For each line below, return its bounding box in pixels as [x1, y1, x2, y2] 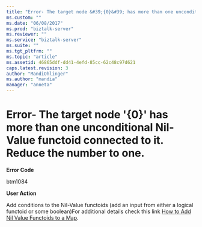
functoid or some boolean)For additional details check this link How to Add [6, 208, 191, 215]
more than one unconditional [6, 121, 153, 135]
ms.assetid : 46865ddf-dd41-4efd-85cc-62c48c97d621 [6, 59, 136, 65]
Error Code [6, 166, 34, 173]
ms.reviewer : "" [6, 31, 47, 37]
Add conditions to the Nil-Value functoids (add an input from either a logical [6, 201, 194, 208]
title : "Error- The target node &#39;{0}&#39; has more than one [6, 8, 173, 15]
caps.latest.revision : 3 [6, 65, 69, 71]
